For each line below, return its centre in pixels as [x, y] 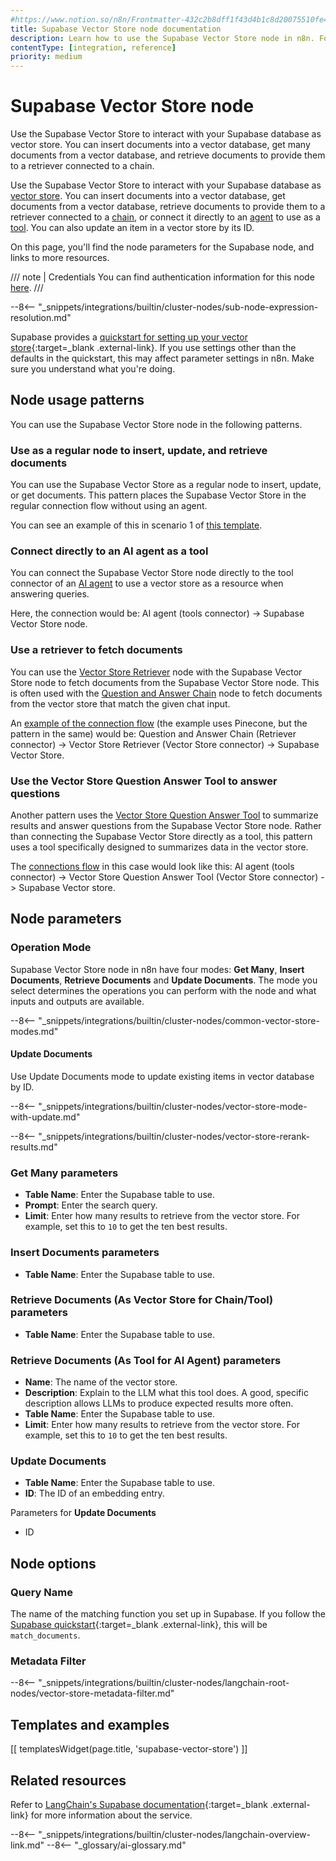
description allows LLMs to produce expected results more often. [159, 1403]
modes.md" [34, 1031]
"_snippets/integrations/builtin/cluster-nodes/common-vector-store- [179, 1020]
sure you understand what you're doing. [93, 369]
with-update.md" [45, 1117]
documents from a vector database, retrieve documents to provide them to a [168, 207]
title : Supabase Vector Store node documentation [116, 29]
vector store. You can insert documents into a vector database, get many [160, 145]
